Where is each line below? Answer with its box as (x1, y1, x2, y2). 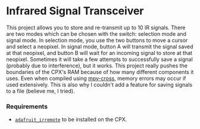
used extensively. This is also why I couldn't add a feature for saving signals (6, 81, 193, 88)
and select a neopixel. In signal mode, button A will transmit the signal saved (6, 43, 193, 50)
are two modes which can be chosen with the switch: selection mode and (6, 30, 186, 37)
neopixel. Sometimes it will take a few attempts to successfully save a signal (6, 56, 193, 63)
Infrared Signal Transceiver (6, 4, 144, 18)
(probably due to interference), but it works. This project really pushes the (6, 62, 187, 69)
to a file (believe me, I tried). (6, 87, 76, 94)
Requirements (6, 102, 48, 110)
